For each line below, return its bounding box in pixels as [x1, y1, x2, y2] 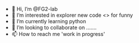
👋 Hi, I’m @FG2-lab [11, 6, 58, 12]
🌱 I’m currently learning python [11, 18, 86, 24]
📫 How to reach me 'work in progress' [11, 31, 105, 37]
